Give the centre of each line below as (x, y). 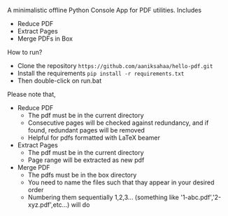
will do (80, 205)
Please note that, (31, 94)
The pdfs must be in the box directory (82, 175)
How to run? (25, 52)
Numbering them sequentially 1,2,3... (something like (104, 197)
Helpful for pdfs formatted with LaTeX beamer (94, 137)
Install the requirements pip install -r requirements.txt (101, 73)
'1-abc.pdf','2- (201, 197)
